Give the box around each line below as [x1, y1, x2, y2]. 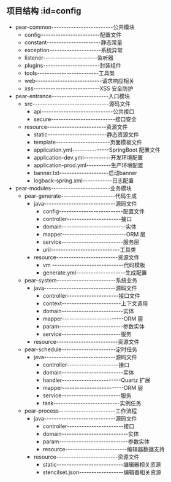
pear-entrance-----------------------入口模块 [15, 92, 131, 99]
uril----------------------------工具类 [42, 246, 136, 253]
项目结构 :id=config [6, 6, 82, 17]
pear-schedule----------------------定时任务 [24, 346, 138, 353]
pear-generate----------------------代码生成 [24, 192, 137, 200]
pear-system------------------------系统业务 [24, 276, 138, 284]
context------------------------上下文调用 [42, 300, 148, 307]
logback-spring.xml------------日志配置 [33, 177, 134, 184]
